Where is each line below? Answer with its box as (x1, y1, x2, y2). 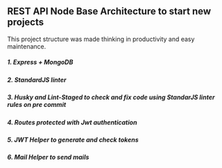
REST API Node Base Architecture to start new (7, 6, 212, 17)
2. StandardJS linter (7, 76, 67, 84)
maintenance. (7, 42, 46, 51)
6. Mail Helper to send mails (7, 153, 89, 162)
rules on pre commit (7, 101, 67, 109)
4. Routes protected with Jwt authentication (7, 118, 137, 126)
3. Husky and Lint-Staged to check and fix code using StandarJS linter (7, 93, 215, 101)
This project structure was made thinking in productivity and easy (7, 35, 195, 43)
